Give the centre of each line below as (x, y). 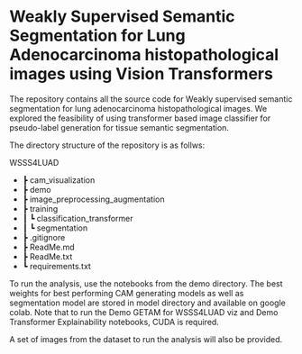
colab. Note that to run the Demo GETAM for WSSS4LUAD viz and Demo (144, 312)
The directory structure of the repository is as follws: (107, 145)
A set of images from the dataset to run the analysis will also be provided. (146, 339)
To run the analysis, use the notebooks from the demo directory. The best (146, 283)
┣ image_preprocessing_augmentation (93, 199)
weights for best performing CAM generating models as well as (127, 293)
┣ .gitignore (44, 237)
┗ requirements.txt (57, 266)
